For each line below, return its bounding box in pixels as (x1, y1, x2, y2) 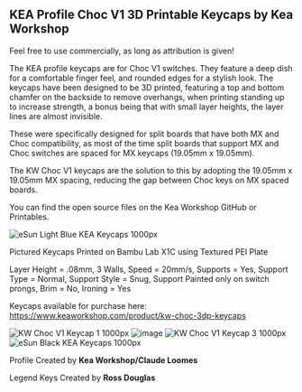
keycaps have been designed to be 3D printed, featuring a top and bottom (9, 81, 285, 93)
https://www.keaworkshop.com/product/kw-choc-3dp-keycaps (9, 310, 246, 321)
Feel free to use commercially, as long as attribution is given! (9, 45, 234, 56)
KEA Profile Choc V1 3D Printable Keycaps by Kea (9, 7, 294, 23)
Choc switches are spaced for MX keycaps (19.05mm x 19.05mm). (9, 147, 255, 158)
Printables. (9, 211, 50, 222)
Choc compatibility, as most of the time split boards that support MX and (9, 137, 279, 148)
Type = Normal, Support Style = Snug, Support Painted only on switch (9, 273, 270, 284)
